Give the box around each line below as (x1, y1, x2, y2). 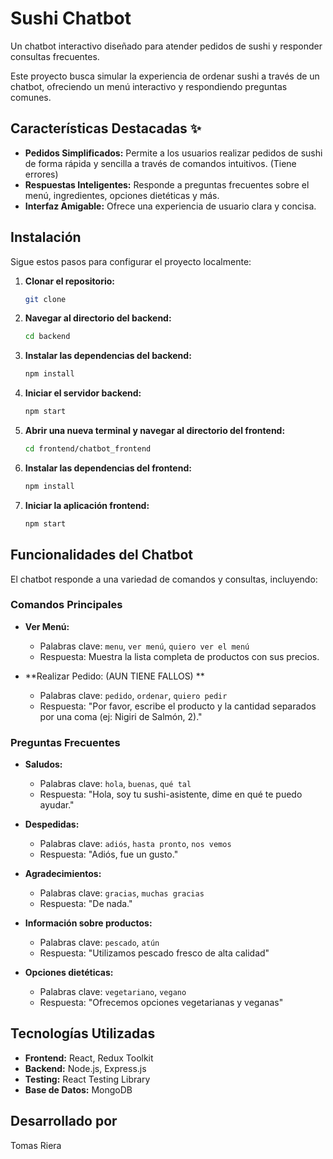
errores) (24, 168, 59, 180)
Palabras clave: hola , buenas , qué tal (39, 778, 192, 790)
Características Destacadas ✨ (10, 120, 202, 137)
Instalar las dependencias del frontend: (24, 462, 192, 474)
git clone (24, 294, 67, 304)
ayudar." (39, 799, 75, 811)
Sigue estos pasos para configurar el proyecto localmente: (10, 255, 252, 267)
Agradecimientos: (24, 868, 102, 880)
